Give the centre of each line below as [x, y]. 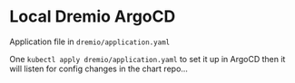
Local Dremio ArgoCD [93, 17]
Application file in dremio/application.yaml [90, 41]
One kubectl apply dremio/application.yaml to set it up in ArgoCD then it [147, 59]
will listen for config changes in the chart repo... [99, 69]
